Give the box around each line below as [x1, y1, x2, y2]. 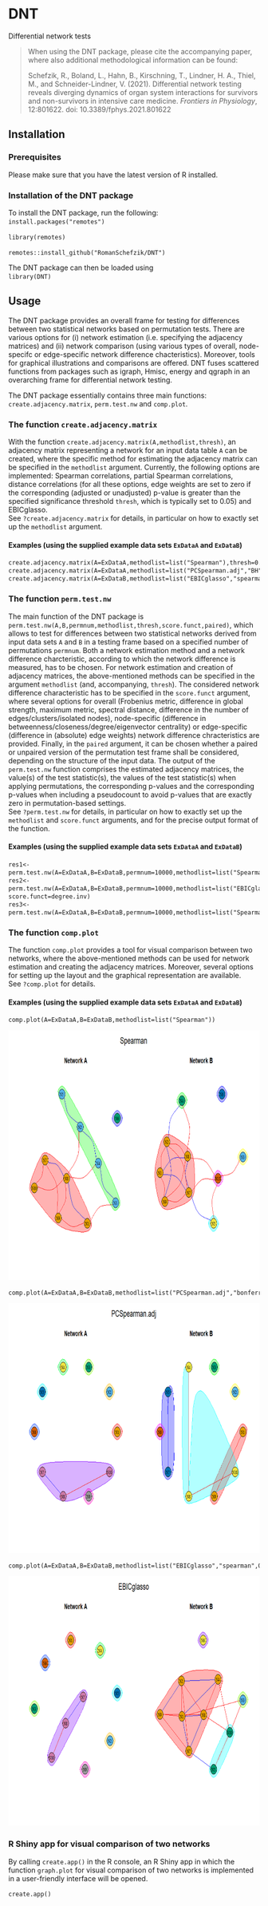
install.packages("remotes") [8, 217, 105, 226]
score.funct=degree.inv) [8, 892, 91, 901]
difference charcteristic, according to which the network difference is [8, 654, 236, 664]
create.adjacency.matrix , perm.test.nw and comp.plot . [8, 398, 188, 408]
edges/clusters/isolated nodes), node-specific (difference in [8, 713, 207, 723]
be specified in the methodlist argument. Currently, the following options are [8, 462, 260, 472]
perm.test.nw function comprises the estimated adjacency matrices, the [8, 764, 245, 774]
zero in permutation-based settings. [8, 798, 127, 807]
